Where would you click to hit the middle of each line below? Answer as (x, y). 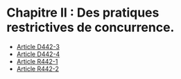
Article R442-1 (37, 61)
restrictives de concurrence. (90, 27)
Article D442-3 (38, 46)
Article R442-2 (38, 69)
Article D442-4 (38, 54)
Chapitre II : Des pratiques (83, 13)
